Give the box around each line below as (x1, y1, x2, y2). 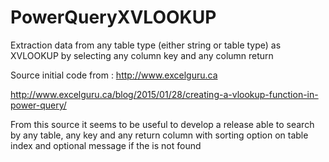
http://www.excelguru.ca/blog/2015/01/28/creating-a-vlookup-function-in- (10, 88, 319, 100)
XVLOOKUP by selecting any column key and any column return (10, 49, 274, 61)
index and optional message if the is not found (10, 139, 202, 151)
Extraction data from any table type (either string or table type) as (10, 39, 282, 51)
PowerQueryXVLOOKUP (10, 6, 217, 29)
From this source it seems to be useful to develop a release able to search (10, 118, 315, 130)
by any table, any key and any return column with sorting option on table (10, 129, 309, 141)
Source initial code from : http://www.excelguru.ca (10, 69, 218, 81)
